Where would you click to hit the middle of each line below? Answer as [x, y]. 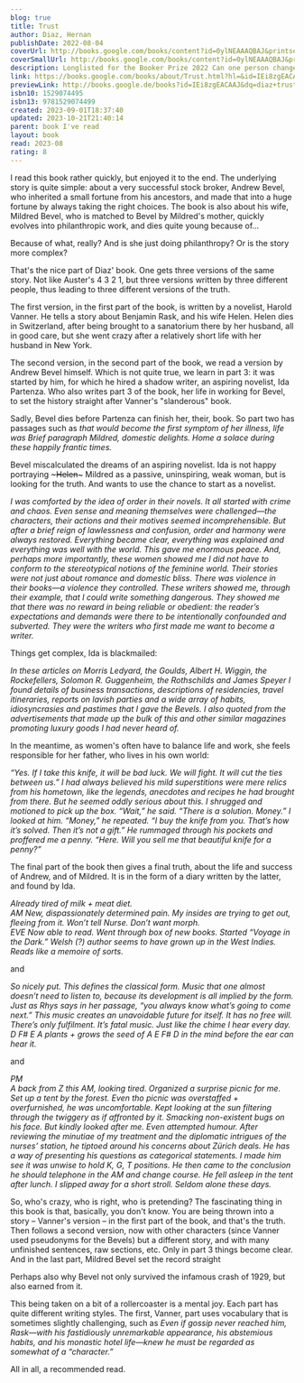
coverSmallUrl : [39, 60]
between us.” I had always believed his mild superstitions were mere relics [149, 782]
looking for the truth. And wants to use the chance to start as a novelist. [143, 484]
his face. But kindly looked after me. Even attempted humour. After [134, 1126]
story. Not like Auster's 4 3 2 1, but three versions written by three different [149, 280]
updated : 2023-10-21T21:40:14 [67, 118]
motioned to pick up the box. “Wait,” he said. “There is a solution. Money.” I [151, 811]
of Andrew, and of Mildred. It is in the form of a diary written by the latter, [146, 876]
